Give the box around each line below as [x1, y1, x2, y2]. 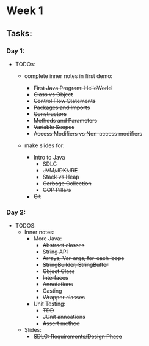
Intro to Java [33, 153, 65, 161]
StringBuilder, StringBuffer [42, 261, 109, 269]
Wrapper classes [42, 294, 85, 301]
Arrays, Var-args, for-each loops [42, 255, 125, 262]
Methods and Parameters [33, 117, 98, 124]
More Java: [33, 235, 62, 242]
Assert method [42, 320, 81, 327]
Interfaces [42, 274, 68, 282]
